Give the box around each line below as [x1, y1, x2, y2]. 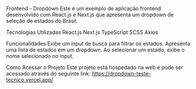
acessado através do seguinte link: [6, 70, 91, 77]
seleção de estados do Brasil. [6, 18, 78, 24]
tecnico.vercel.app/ [6, 76, 54, 83]
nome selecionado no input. [6, 53, 74, 59]
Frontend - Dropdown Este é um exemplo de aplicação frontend [6, 5, 161, 12]
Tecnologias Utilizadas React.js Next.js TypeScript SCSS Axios [6, 29, 158, 36]
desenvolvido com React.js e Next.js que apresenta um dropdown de [6, 11, 174, 18]
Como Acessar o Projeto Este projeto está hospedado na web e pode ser [6, 64, 184, 71]
